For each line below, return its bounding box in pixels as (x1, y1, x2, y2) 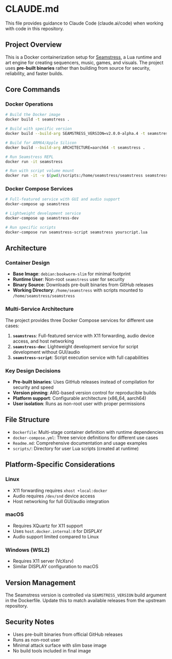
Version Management (5, 578, 76, 587)
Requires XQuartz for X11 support (12, 523, 83, 529)
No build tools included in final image (12, 647, 91, 654)
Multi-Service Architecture (5, 306, 74, 313)
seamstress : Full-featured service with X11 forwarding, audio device (12, 332, 155, 338)
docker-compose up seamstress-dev (5, 216, 79, 221)
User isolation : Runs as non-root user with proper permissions (12, 401, 145, 407)
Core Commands (5, 85, 60, 94)
